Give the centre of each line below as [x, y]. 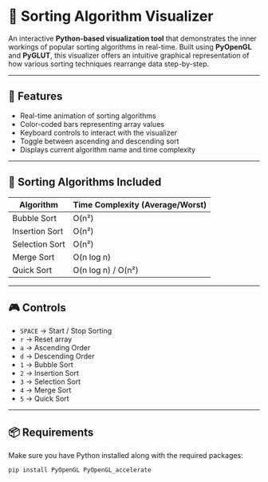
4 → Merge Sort [45, 390]
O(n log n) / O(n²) [106, 270]
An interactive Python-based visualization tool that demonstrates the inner [133, 38]
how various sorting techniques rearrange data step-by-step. [109, 64]
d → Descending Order [57, 356]
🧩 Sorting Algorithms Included [85, 182]
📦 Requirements [51, 432]
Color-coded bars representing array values [92, 124]
